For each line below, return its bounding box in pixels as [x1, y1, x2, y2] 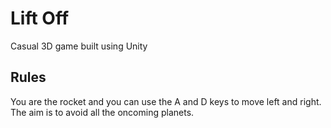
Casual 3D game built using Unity [10, 40, 148, 52]
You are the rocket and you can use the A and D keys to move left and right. [10, 95, 322, 107]
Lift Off [10, 7, 70, 30]
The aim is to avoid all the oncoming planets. [10, 106, 195, 118]
